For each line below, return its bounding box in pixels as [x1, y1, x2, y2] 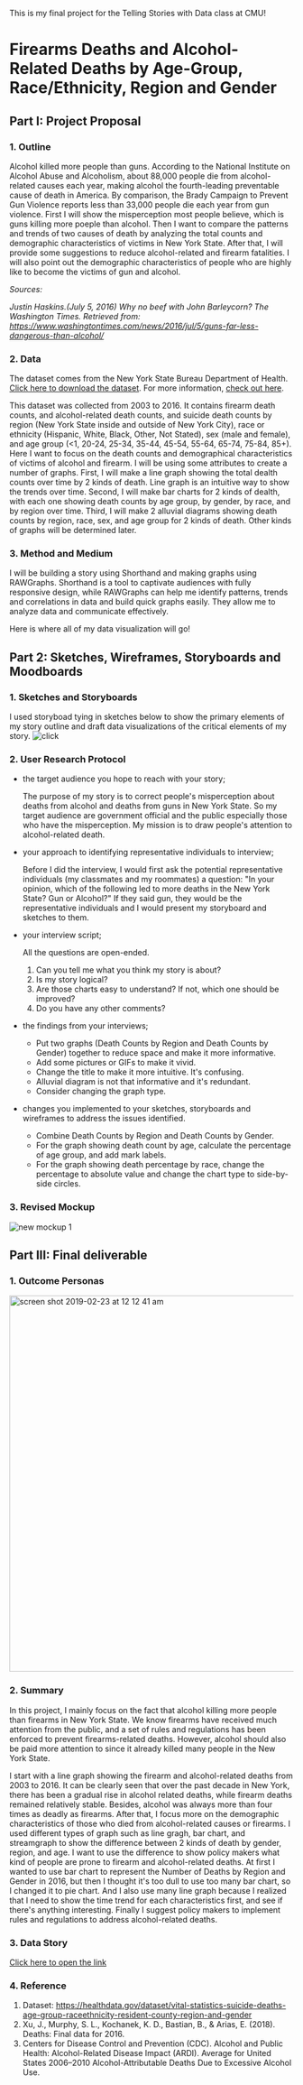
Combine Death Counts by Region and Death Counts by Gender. [35, 1130, 275, 1141]
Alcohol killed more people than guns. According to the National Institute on [9, 161, 290, 171]
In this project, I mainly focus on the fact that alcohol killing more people [9, 1704, 278, 1715]
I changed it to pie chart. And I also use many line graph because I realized [9, 1885, 287, 1896]
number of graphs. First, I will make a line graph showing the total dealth [9, 467, 278, 478]
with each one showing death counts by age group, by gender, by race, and [9, 496, 291, 507]
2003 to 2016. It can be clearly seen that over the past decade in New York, [9, 1779, 290, 1790]
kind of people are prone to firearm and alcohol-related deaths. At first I [9, 1856, 275, 1867]
